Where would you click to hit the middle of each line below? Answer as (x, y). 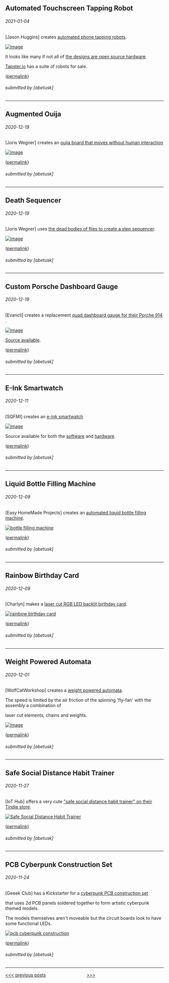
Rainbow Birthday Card (42, 576)
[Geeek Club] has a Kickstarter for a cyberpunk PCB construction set (77, 893)
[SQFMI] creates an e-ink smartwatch (44, 416)
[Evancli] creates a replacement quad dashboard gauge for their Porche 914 (84, 315)
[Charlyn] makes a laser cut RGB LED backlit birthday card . (66, 604)
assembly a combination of (33, 705)
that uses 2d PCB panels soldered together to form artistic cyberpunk (77, 903)
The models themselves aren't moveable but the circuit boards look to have (83, 918)
